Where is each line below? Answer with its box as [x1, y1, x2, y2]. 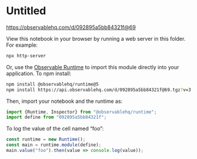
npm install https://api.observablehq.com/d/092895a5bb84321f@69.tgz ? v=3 [6, 87, 192, 93]
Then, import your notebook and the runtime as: [6, 98, 123, 105]
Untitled [6, 4, 47, 18]
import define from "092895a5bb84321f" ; [6, 114, 107, 121]
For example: [6, 41, 38, 48]
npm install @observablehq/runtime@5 [6, 81, 99, 87]
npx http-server [6, 53, 46, 59]
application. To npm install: [6, 70, 72, 77]
